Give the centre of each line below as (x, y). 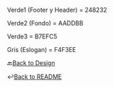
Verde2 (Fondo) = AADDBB (45, 23)
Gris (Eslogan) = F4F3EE (42, 50)
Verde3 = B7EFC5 (32, 36)
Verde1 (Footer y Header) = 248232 (57, 10)
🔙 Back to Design (31, 63)
